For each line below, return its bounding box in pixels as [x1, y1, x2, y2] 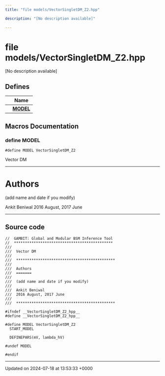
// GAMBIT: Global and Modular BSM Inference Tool [5, 236, 113, 241]
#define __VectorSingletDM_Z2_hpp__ [5, 313, 80, 318]
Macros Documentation [5, 122, 79, 130]
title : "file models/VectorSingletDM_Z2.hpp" [5, 7, 100, 12]
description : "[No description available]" [5, 16, 96, 21]
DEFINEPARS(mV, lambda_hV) [9, 335, 65, 340]
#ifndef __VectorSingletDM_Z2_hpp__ [5, 309, 80, 314]
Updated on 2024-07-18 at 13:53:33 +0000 [5, 365, 93, 371]
